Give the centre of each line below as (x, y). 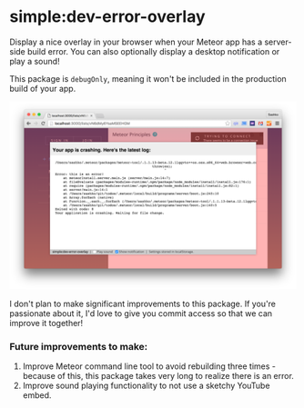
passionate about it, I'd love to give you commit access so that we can (141, 313)
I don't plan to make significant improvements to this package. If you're (142, 304)
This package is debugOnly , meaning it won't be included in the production (148, 78)
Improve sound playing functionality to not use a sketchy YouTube (146, 385)
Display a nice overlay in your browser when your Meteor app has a (136, 42)
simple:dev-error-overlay (108, 17)
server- (278, 42)
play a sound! (35, 61)
